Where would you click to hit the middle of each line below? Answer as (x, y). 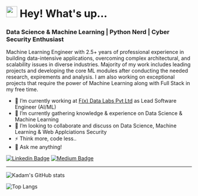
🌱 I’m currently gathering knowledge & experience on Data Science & (98, 113)
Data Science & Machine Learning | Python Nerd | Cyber (88, 32)
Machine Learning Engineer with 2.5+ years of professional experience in (95, 52)
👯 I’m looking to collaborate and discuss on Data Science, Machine (95, 126)
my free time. (22, 89)
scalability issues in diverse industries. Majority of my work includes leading (98, 65)
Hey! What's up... (64, 14)
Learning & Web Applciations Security (61, 132)
